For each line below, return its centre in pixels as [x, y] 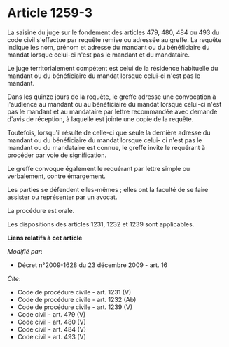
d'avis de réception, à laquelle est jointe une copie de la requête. [100, 119]
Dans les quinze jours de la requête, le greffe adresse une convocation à [112, 97]
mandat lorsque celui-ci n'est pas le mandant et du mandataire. [99, 55]
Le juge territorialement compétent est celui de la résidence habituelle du [113, 68]
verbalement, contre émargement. [57, 176]
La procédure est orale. [41, 210]
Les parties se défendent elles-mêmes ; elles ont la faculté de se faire [108, 189]
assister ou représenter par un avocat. [62, 197]
